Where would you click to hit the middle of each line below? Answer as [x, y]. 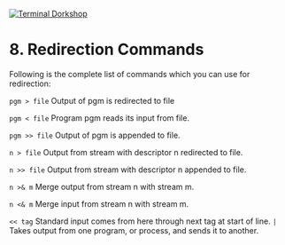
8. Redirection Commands [107, 50]
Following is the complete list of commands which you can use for [130, 74]
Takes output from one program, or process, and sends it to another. [134, 230]
